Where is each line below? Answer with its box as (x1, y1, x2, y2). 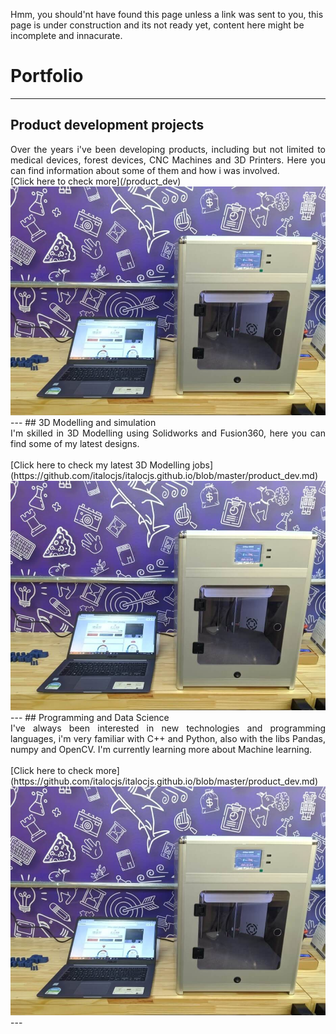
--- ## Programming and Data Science (10, 711, 170, 723)
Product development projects (10, 117, 205, 134)
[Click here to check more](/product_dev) (10, 175, 182, 187)
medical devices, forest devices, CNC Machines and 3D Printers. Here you (10, 154, 326, 166)
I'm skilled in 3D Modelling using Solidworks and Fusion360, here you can (10, 427, 326, 439)
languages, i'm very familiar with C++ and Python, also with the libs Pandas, (10, 732, 326, 744)
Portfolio (10, 65, 84, 88)
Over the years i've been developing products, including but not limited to (10, 143, 326, 155)
